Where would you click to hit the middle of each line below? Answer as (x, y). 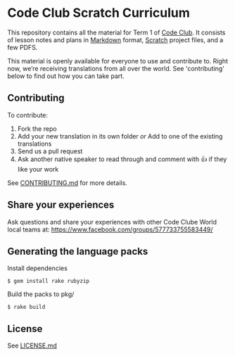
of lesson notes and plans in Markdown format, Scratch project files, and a (115, 39)
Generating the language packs (78, 251)
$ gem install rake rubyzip (49, 281)
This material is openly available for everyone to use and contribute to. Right (118, 61)
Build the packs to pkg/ (41, 294)
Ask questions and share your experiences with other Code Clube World (112, 222)
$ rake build (26, 307)
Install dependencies (38, 268)
